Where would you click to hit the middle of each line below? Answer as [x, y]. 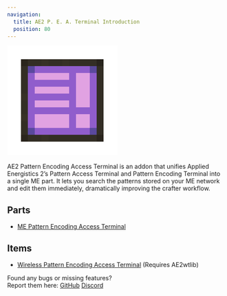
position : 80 [32, 29]
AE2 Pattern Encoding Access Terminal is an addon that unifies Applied [108, 167]
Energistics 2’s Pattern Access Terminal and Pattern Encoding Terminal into [114, 174]
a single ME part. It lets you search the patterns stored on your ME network [113, 181]
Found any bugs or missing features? [60, 278]
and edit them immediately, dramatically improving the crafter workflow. [109, 188]
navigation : [24, 14]
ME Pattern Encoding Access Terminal [71, 227]
